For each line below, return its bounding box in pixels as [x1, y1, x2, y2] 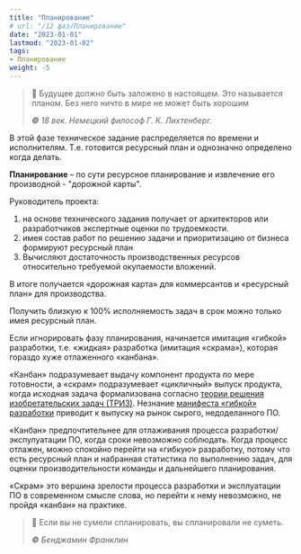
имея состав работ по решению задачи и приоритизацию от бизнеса [22, 232, 289, 243]
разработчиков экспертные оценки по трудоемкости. [22, 222, 229, 234]
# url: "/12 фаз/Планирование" [9, 22, 127, 31]
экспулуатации [9, 433, 67, 445]
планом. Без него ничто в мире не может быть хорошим [31, 97, 250, 108]
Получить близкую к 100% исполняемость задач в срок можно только [9, 305, 282, 316]
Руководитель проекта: [9, 195, 100, 207]
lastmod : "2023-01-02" [9, 38, 94, 48]
